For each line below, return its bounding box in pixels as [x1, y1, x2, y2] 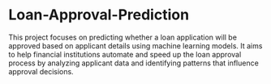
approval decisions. [8, 66, 75, 76]
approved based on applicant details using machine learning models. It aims [8, 40, 263, 50]
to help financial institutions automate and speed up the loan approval [8, 49, 242, 59]
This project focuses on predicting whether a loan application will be [8, 32, 238, 42]
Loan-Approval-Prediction [8, 6, 189, 24]
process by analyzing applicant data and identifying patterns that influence [8, 58, 260, 68]
